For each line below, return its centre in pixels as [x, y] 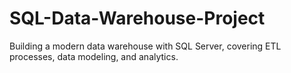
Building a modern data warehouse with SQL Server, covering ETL [145, 46]
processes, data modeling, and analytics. [94, 56]
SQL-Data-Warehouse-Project [137, 18]
